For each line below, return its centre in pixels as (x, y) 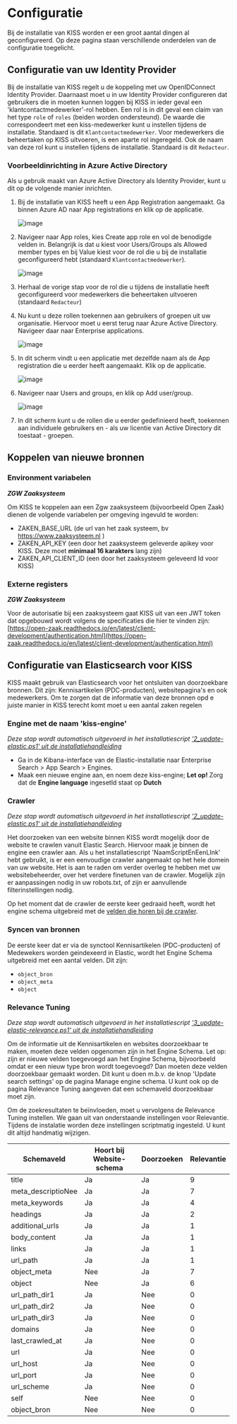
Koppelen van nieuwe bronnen (76, 458)
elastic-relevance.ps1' (39, 1030)
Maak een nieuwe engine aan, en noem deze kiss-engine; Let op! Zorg (120, 775)
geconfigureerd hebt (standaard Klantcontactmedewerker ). (102, 260)
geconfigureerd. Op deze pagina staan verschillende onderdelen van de (112, 40)
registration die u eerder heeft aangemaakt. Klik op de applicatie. (112, 366)
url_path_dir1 (33, 1295)
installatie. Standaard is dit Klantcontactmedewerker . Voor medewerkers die (116, 132)
